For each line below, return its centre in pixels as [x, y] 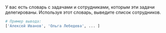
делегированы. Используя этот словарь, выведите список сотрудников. [83, 12]
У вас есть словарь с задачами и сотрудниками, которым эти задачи [80, 7]
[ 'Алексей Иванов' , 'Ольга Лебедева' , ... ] [53, 26]
